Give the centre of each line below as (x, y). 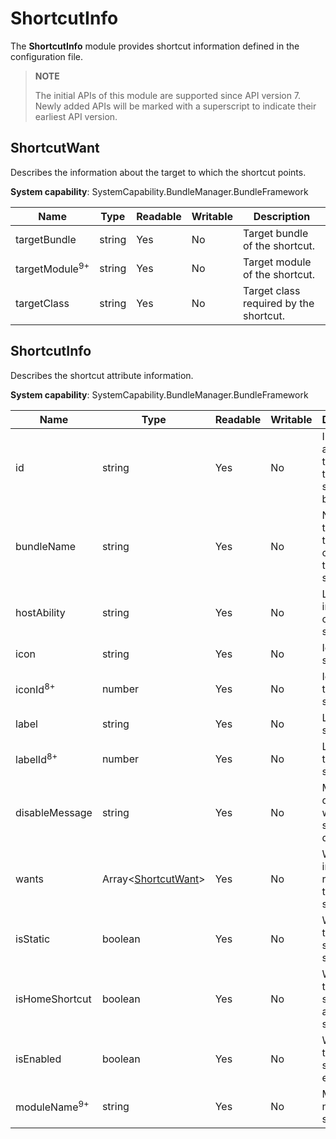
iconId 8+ (35, 688)
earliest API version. (76, 116)
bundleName (46, 546)
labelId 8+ (36, 758)
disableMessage (54, 812)
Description (282, 216)
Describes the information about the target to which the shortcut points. (158, 172)
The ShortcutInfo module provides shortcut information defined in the (155, 46)
